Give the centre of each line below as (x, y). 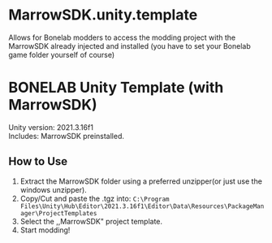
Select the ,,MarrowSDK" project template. (91, 221)
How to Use (38, 161)
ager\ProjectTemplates (58, 213)
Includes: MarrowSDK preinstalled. (66, 136)
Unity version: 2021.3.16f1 (51, 127)
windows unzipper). (53, 189)
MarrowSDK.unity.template (103, 15)
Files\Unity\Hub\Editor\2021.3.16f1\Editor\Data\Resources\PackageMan (142, 206)
